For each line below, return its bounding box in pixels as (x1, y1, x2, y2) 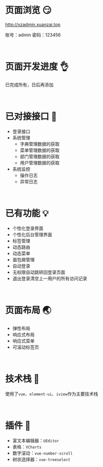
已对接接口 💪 (5, 111, 57, 122)
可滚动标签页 (12, 344, 39, 350)
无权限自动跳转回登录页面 (12, 269, 65, 275)
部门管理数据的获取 (19, 153, 60, 160)
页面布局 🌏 (5, 304, 51, 316)
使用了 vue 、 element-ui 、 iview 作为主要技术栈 (5, 391, 98, 397)
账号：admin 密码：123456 (5, 32, 61, 38)
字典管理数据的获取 (19, 141, 60, 147)
